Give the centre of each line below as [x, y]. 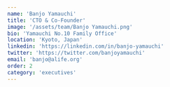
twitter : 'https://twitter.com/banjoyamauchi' [76, 53]
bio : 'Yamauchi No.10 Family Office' [62, 33]
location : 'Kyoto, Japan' [45, 40]
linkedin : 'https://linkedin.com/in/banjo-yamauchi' [86, 46]
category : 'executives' [42, 72]
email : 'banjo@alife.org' [45, 60]
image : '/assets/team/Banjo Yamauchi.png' [70, 27]
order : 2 [20, 66]
